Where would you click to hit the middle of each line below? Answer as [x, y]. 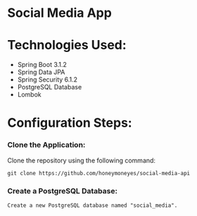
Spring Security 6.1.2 [47, 80]
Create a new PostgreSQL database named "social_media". [93, 205]
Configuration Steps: [70, 123]
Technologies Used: [67, 45]
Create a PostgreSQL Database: [63, 191]
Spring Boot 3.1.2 [42, 65]
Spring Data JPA [41, 72]
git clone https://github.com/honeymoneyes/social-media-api [99, 173]
